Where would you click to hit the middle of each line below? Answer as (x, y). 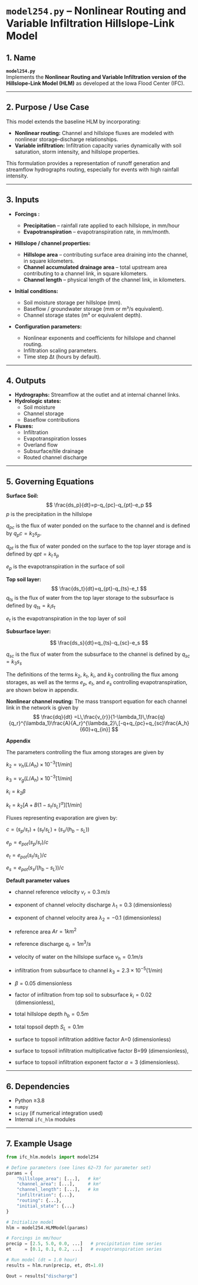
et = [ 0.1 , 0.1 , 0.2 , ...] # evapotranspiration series (84, 1249)
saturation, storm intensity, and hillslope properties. (77, 152)
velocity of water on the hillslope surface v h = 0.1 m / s (79, 957)
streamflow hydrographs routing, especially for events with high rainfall (93, 169)
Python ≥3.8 (30, 1100)
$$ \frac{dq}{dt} (53, 717)
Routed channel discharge (55, 458)
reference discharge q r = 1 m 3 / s (53, 944)
